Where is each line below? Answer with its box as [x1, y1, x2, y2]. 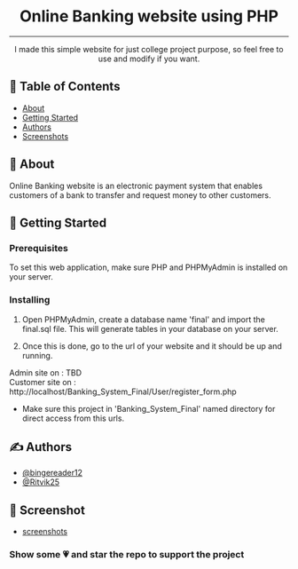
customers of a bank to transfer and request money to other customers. [9, 189, 272, 201]
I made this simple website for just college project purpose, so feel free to [14, 43, 284, 54]
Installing [9, 294, 51, 306]
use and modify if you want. [98, 53, 200, 64]
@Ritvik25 [21, 477, 60, 487]
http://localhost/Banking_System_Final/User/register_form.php [9, 386, 237, 397]
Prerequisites [9, 241, 68, 254]
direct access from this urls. [21, 413, 125, 423]
